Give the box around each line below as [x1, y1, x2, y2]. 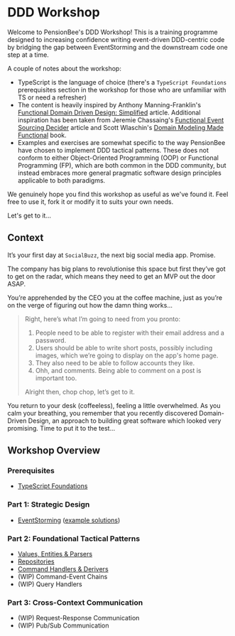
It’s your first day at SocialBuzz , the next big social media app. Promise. [7, 250, 216, 259]
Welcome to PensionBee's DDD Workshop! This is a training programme [7, 28, 218, 36]
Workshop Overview [7, 445, 101, 457]
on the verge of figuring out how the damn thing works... [7, 301, 173, 309]
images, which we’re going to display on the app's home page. [35, 351, 219, 360]
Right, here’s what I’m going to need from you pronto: [24, 314, 181, 323]
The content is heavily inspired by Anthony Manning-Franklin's [17, 100, 201, 109]
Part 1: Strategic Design [7, 500, 90, 510]
